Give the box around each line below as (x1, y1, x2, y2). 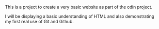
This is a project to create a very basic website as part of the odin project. (5, 4, 153, 10)
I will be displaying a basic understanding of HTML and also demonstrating (5, 14, 155, 19)
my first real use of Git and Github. (5, 19, 74, 24)
